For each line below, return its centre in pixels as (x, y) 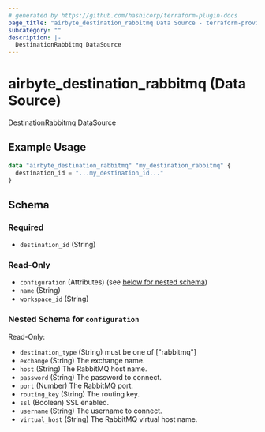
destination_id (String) (58, 245)
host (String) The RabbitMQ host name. (83, 369)
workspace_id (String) (54, 299)
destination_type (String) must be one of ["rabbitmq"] (108, 351)
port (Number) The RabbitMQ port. (77, 385)
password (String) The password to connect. (90, 377)
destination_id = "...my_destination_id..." (90, 173)
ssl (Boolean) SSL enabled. (64, 402)
